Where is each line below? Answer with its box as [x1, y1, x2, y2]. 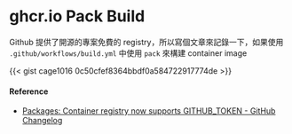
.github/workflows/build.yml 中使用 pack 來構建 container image [9, 47, 248, 59]
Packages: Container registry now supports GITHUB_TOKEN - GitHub [21, 106, 276, 116]
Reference [9, 86, 49, 97]
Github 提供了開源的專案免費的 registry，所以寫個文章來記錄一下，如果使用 [9, 36, 284, 47]
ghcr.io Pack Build [9, 6, 146, 27]
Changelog [21, 115, 63, 126]
